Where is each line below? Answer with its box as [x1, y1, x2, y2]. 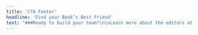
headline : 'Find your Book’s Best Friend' [6, 14, 113, 20]
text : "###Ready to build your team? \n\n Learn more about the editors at [6, 20, 193, 26]
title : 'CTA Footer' [6, 8, 58, 15]
